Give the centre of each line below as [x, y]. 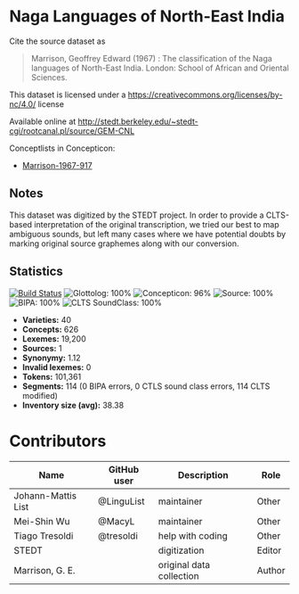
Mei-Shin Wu [42, 521]
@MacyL [116, 521]
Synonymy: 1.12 [51, 358]
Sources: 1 [42, 348]
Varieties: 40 [47, 319]
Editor [269, 550]
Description [203, 474]
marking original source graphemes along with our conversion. [124, 243]
